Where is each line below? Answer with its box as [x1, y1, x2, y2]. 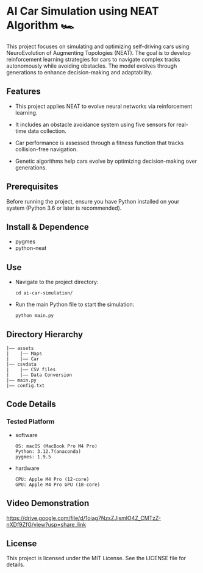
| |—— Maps [6, 351, 43, 357]
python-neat [15, 244, 47, 252]
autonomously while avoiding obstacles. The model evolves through [6, 62, 177, 69]
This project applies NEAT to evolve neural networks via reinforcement [15, 102, 193, 110]
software [15, 431, 38, 438]
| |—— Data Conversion [6, 372, 72, 378]
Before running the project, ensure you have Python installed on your [6, 198, 180, 205]
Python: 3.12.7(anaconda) [15, 448, 81, 455]
